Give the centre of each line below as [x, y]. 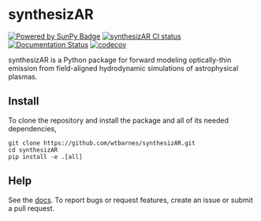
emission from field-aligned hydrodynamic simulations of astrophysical [123, 68]
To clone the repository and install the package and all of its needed [118, 120]
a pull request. [32, 208]
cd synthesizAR [33, 150]
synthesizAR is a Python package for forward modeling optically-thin [120, 60]
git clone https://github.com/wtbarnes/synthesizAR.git [102, 143]
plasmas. [23, 76]
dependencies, [32, 128]
